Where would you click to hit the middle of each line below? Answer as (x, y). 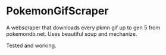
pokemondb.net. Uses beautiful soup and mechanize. (72, 33)
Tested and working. (31, 45)
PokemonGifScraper (57, 11)
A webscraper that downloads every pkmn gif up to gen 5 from (83, 27)
